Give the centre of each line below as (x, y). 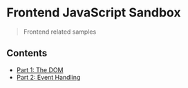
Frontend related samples (60, 32)
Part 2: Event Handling (48, 77)
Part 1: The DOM (40, 69)
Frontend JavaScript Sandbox (94, 13)
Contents (27, 53)
